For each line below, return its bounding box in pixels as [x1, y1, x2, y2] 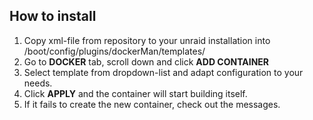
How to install [9, 8, 97, 25]
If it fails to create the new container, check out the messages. [23, 98, 281, 110]
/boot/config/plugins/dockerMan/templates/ [23, 45, 206, 57]
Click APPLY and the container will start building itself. [23, 87, 248, 99]
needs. [23, 77, 53, 89]
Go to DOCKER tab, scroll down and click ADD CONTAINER [23, 55, 269, 68]
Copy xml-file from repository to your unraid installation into [23, 34, 271, 46]
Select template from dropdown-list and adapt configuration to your [23, 66, 304, 78]
